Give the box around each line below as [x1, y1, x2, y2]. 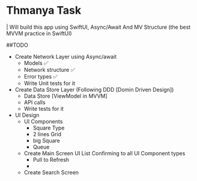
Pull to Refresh [32, 156, 70, 163]
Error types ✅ [23, 73, 58, 80]
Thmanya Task [6, 4, 82, 17]
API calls [23, 98, 46, 105]
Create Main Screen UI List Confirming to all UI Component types [23, 149, 186, 156]
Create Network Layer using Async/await [14, 53, 117, 60]
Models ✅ [23, 59, 49, 67]
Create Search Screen [23, 168, 79, 176]
